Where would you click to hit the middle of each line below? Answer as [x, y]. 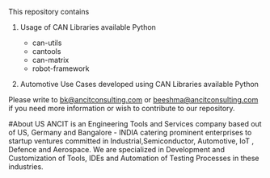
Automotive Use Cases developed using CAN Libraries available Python [139, 84]
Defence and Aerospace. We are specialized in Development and [116, 149]
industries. [26, 167]
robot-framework [61, 68]
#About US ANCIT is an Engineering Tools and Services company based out [135, 124]
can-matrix [51, 60]
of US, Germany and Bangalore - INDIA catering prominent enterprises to [130, 132]
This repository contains [49, 12]
